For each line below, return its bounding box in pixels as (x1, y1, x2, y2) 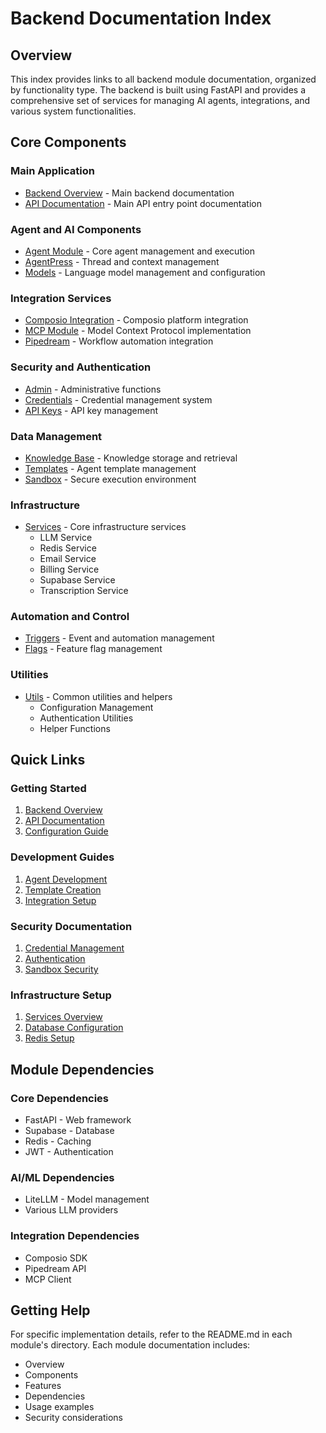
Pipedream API (24, 1262, 87, 1274)
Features (24, 1380, 62, 1392)
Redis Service (39, 542, 97, 554)
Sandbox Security (24, 963, 99, 976)
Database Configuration (24, 1022, 124, 1034)
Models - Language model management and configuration (24, 266, 266, 278)
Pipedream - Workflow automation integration (24, 335, 214, 347)
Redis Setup (24, 1032, 75, 1044)
